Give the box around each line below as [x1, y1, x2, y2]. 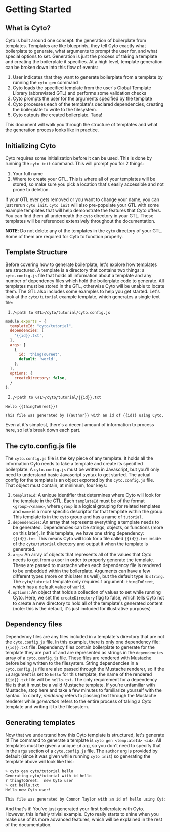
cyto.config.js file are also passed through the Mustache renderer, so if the [5, 666, 164, 672]
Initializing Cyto [5, 142, 56, 150]
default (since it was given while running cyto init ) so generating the [5, 753, 151, 759]
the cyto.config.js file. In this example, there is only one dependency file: [5, 639, 160, 645]
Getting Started [5, 4, 72, 15]
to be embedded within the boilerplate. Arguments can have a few [12, 568, 151, 574]
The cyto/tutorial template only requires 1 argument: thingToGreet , [12, 578, 155, 584]
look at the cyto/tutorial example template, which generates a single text [5, 293, 160, 300]
